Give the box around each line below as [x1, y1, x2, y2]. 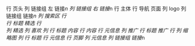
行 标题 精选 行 [6, 20, 42, 26]
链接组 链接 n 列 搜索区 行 [6, 12, 67, 19]
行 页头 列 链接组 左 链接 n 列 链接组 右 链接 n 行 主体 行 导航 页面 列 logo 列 [6, 5, 187, 12]
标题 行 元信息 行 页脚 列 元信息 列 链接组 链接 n [31, 34, 145, 41]
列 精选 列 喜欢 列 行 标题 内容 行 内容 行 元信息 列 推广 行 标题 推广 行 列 [6, 27, 181, 34]
